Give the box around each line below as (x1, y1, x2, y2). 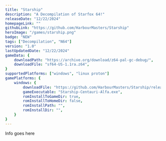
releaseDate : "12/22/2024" (5, 16, 61, 21)
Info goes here (5, 130, 35, 136)
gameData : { (5, 53, 30, 58)
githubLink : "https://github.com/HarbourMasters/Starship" (5, 26, 129, 30)
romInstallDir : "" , (23, 108, 63, 113)
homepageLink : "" (5, 21, 41, 26)
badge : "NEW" (5, 35, 32, 40)
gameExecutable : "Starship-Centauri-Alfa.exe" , (23, 89, 123, 94)
